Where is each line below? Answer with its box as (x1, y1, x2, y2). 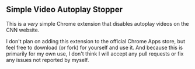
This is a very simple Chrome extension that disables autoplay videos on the (6, 20, 189, 27)
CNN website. (6, 26, 40, 33)
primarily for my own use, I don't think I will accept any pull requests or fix (6, 50, 184, 57)
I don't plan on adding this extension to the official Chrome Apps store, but (6, 37, 186, 44)
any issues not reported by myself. (6, 56, 89, 63)
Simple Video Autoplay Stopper (6, 5, 123, 15)
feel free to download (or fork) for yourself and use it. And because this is (6, 44, 183, 51)
